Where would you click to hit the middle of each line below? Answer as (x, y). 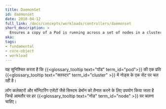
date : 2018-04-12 (23, 19)
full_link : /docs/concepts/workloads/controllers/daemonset (68, 23)
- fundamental (20, 46)
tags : (11, 42)
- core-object (20, 51)
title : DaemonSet (23, 10)
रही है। (11, 81)
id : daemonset (20, 14)
